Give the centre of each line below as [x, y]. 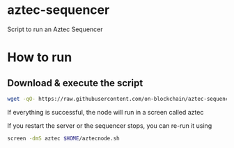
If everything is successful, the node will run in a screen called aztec [106, 112]
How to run [40, 57]
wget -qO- [22, 99]
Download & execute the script [75, 83]
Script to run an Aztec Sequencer [55, 29]
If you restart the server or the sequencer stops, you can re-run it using [110, 125]
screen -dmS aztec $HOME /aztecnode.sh [63, 138]
